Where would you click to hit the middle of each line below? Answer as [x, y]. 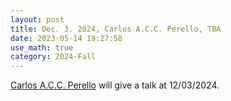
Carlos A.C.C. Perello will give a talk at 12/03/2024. [115, 85]
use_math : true [42, 47]
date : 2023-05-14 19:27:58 [66, 38]
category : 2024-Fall [53, 57]
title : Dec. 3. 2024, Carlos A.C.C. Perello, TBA [116, 29]
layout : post [37, 19]
